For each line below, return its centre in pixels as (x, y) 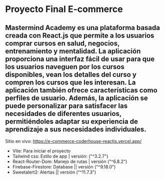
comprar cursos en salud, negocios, (62, 43)
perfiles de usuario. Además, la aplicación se (77, 98)
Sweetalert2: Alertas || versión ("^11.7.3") (54, 172)
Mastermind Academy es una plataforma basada (82, 28)
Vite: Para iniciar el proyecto (41, 151)
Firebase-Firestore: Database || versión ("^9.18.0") (64, 167)
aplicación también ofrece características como (81, 90)
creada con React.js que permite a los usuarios (80, 35)
